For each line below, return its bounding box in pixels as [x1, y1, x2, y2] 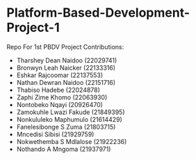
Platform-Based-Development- [6, 5, 190, 21]
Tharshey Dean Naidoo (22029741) [16, 56, 117, 64]
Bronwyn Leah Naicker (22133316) [16, 63, 116, 72]
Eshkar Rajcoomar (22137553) [16, 71, 104, 79]
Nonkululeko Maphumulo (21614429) [16, 115, 122, 123]
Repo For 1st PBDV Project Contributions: [6, 42, 124, 51]
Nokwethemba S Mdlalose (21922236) [16, 137, 127, 145]
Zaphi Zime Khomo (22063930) [16, 93, 108, 102]
